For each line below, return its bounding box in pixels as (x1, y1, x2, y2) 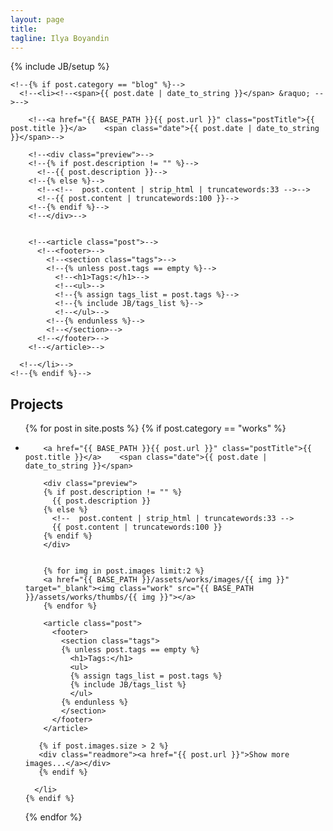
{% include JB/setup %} (10, 61, 110, 73)
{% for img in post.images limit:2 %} (43, 566, 205, 576)
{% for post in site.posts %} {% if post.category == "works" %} (24, 422, 287, 435)
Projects (10, 396, 64, 413)
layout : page (10, 14, 65, 25)
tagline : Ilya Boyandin (10, 33, 110, 43)
